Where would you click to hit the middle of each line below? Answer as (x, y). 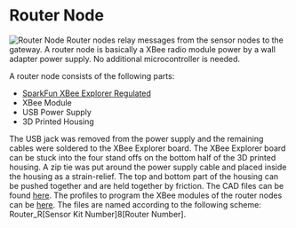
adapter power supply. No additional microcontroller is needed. (125, 59)
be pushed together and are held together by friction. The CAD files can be (147, 185)
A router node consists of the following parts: (92, 75)
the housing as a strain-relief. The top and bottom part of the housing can (144, 176)
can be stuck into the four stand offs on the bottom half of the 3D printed (143, 157)
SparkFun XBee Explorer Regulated (86, 93)
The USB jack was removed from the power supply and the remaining (136, 138)
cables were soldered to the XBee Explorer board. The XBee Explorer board (148, 148)
